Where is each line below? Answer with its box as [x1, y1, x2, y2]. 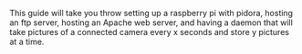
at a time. [9, 36, 45, 47]
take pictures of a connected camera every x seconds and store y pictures [9, 27, 290, 37]
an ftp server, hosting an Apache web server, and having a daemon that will [9, 17, 294, 28]
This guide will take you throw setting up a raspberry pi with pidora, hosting [9, 8, 294, 18]
